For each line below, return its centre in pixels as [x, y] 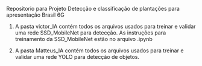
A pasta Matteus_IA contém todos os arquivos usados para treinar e [99, 51]
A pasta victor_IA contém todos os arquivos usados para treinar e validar [105, 26]
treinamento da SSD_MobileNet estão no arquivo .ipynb [84, 39]
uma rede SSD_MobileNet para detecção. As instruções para [90, 33]
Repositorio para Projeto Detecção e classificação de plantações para [93, 9]
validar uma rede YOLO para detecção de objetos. [77, 57]
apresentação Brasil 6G [35, 15]
